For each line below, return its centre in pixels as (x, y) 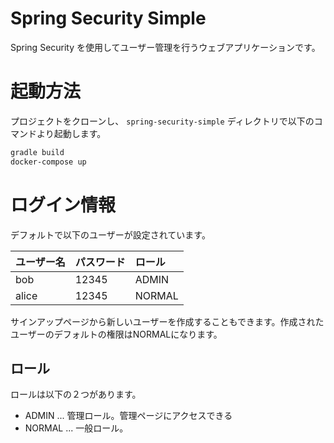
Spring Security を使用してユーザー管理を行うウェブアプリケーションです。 (165, 47)
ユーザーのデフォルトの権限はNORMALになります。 (116, 334)
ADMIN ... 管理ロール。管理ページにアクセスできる (128, 416)
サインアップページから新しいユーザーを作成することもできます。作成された (167, 321)
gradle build (37, 152)
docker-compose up (48, 162)
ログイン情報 (63, 204)
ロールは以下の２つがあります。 (76, 394)
